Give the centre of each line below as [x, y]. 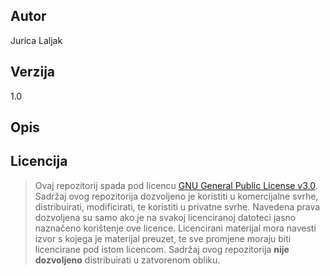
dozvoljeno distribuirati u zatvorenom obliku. [127, 260]
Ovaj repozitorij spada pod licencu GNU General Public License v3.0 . [176, 185]
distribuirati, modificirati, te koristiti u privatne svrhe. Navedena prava [177, 206]
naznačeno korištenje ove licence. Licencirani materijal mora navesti [175, 228]
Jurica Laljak [36, 40]
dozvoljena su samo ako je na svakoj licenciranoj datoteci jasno [165, 217]
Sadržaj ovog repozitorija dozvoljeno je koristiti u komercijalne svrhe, [176, 196]
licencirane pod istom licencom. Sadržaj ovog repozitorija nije [162, 249]
